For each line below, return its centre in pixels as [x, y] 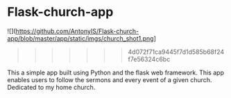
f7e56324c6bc [149, 59]
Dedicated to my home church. [51, 87]
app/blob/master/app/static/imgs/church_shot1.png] [82, 38]
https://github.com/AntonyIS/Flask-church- [77, 31]
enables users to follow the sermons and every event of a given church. [110, 79]
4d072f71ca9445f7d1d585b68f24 [176, 52]
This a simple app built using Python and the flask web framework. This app [115, 72]
